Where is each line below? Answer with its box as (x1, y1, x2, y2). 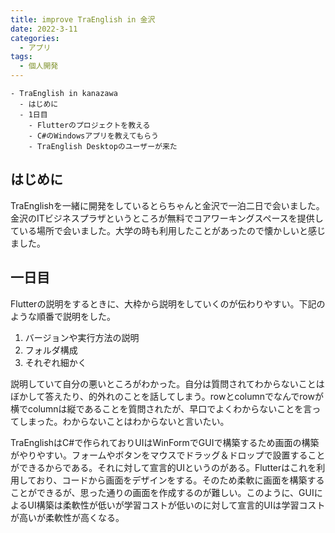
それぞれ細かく (24, 356, 87, 368)
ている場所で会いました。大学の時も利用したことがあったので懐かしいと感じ (10, 224, 326, 236)
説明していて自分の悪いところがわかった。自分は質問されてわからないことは (10, 377, 325, 390)
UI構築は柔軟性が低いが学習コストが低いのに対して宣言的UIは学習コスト (27, 499, 326, 511)
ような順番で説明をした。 (10, 310, 116, 322)
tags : (10, 52, 33, 62)
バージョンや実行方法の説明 (24, 331, 140, 343)
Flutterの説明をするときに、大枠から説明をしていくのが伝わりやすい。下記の (10, 297, 326, 310)
